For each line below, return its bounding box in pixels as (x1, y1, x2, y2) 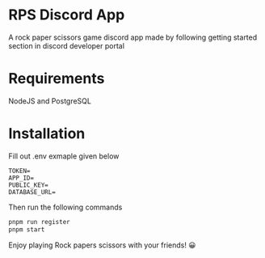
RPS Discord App (8, 6, 125, 24)
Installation (8, 125, 86, 143)
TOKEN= (8, 167, 31, 175)
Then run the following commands (8, 202, 123, 212)
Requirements (8, 70, 105, 88)
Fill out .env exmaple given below (8, 151, 120, 161)
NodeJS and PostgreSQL (8, 95, 91, 106)
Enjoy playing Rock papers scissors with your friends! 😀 (8, 240, 196, 250)
